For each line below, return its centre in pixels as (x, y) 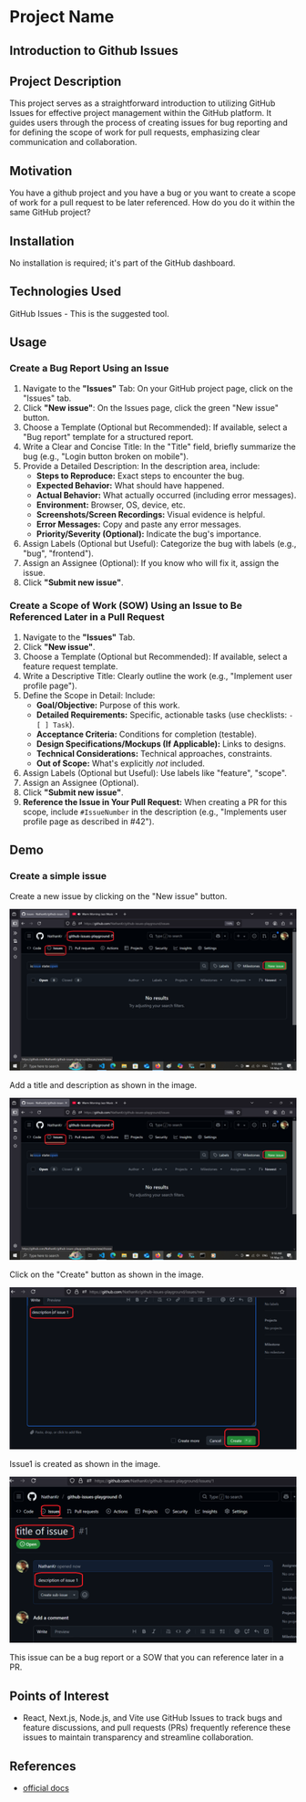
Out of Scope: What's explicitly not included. (120, 763)
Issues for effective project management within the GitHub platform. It (140, 113)
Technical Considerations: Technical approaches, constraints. (154, 753)
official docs (46, 1787)
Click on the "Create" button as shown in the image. (107, 1274)
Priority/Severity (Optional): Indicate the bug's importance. (149, 534)
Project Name (62, 17)
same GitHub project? (50, 213)
